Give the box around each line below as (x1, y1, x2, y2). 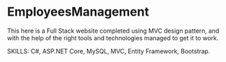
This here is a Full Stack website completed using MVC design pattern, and (7, 27, 220, 35)
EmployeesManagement (7, 4, 150, 20)
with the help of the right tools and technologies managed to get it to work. (7, 33, 219, 42)
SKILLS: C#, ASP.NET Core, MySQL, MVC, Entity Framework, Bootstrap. (7, 47, 211, 55)
